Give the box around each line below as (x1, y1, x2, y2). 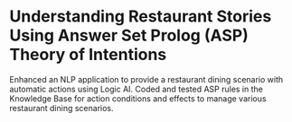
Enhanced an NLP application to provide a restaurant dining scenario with (9, 74, 284, 84)
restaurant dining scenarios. (9, 102, 115, 113)
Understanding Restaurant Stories (9, 6, 272, 27)
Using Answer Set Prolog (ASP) (9, 25, 249, 46)
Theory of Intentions (9, 45, 167, 65)
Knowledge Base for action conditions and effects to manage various (9, 92, 267, 104)
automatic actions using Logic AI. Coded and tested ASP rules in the (9, 83, 264, 94)
